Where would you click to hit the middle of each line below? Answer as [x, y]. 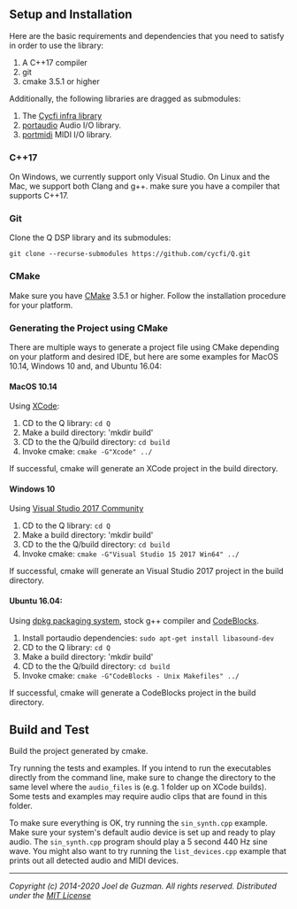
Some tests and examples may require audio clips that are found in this [138, 796]
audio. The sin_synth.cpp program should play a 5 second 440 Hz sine [138, 842]
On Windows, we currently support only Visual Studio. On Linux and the [140, 177]
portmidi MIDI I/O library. [67, 134]
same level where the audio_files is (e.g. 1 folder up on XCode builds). [138, 787]
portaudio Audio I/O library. [72, 125]
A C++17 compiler [55, 62]
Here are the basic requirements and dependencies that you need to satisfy [147, 35]
